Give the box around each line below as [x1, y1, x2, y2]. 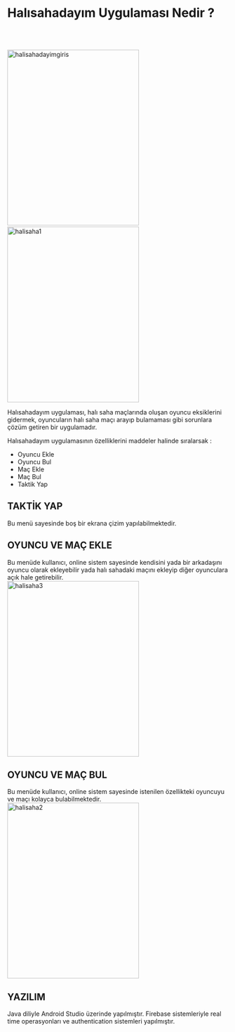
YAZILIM [7, 991, 46, 1002]
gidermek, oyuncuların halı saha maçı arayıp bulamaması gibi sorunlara [7, 415, 213, 424]
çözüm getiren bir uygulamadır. [7, 423, 98, 431]
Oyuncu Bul [17, 457, 51, 466]
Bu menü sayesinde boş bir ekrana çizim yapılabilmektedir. [7, 518, 177, 528]
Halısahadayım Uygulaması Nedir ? [7, 5, 215, 21]
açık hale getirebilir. [7, 573, 64, 581]
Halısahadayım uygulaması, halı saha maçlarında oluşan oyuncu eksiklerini [7, 407, 222, 416]
